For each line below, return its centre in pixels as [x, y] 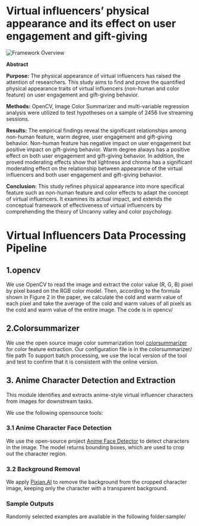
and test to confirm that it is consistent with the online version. [82, 362]
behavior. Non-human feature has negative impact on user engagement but [99, 143]
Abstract [17, 64]
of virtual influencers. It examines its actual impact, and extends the [89, 199]
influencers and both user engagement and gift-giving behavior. [84, 174]
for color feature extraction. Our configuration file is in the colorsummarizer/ [99, 349]
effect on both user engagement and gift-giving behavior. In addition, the [95, 155]
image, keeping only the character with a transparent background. [87, 489]
